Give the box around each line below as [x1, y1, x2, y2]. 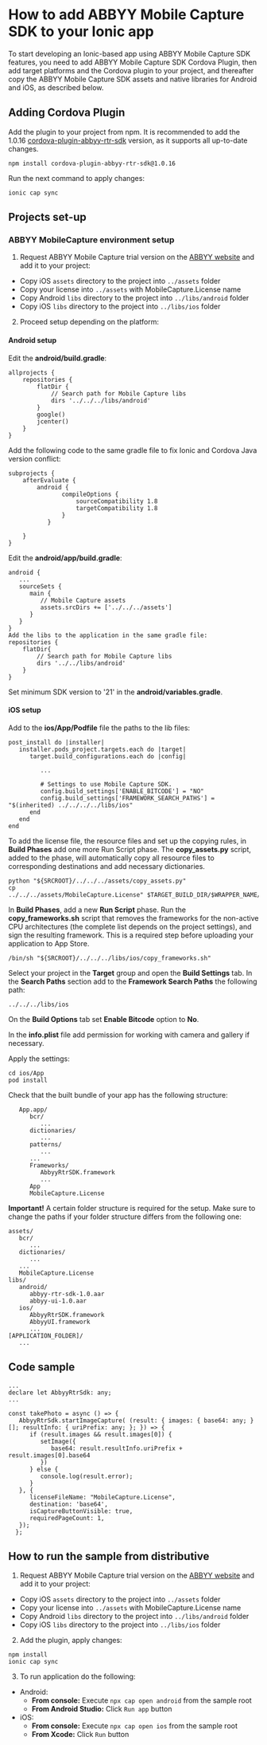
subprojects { [8, 469, 56, 478]
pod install [8, 1076, 48, 1084]
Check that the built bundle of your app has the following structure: [8, 1090, 228, 1099]
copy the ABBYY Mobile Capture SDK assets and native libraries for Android [8, 74, 257, 84]
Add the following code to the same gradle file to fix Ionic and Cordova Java [8, 445, 257, 455]
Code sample [8, 1361, 75, 1374]
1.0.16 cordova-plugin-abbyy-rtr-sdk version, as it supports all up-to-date [8, 136, 248, 145]
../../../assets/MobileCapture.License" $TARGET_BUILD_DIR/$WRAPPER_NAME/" [8, 890, 265, 898]
